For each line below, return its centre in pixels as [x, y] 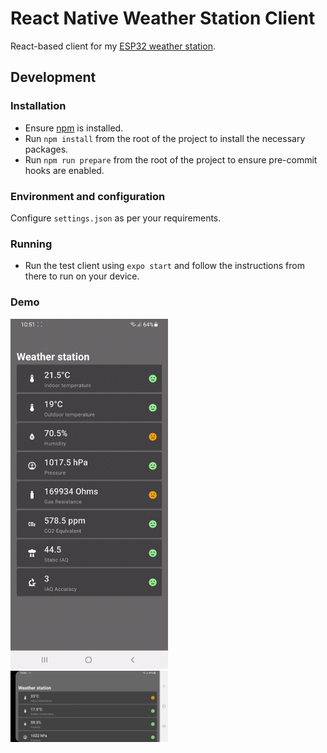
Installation [38, 106]
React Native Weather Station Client [163, 18]
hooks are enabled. [64, 170]
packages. [46, 149]
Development [53, 77]
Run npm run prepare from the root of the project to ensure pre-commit [171, 159]
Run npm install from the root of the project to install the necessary [165, 138]
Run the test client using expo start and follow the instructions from [164, 266]
